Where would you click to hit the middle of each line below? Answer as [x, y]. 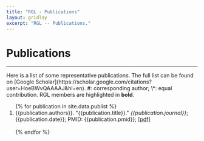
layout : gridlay [27, 18]
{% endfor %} [32, 132]
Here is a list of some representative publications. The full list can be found [100, 76]
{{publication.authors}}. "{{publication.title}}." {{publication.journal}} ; [101, 113]
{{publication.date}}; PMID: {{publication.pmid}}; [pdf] [83, 119]
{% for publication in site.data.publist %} [66, 107]
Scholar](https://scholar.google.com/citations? [94, 82]
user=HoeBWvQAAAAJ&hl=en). [46, 88]
